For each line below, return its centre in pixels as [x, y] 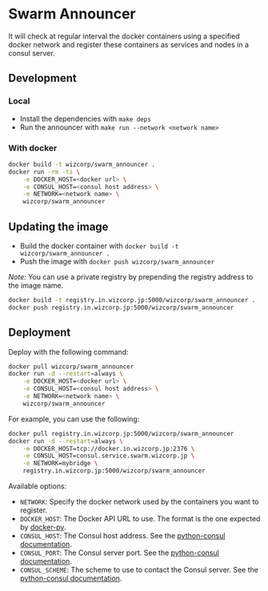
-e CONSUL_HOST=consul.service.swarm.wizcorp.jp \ [109, 456]
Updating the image [58, 226]
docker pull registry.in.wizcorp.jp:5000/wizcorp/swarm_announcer [121, 433]
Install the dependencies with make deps [86, 119]
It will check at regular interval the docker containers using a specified [124, 36]
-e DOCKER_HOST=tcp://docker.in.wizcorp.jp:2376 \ [109, 448]
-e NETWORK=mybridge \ [60, 464]
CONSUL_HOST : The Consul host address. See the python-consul [122, 536]
